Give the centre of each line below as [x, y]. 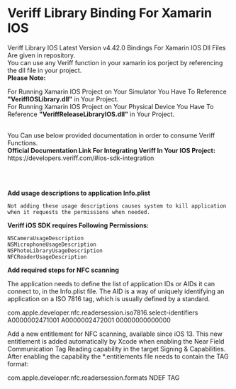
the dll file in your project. [45, 70]
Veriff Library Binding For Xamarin [110, 13]
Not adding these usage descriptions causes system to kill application [117, 206]
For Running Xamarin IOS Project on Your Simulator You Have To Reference [117, 91]
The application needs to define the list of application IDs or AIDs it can [111, 283]
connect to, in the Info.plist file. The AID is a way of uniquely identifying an [116, 291]
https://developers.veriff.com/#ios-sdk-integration [81, 158]
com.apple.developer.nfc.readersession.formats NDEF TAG [94, 378]
